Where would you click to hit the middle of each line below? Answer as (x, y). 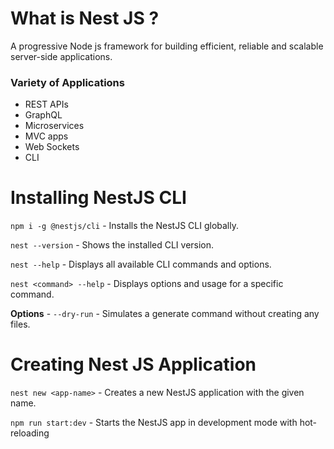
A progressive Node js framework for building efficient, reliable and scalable (167, 46)
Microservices (54, 126)
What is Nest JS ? (85, 18)
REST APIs (46, 104)
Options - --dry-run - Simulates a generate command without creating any (165, 314)
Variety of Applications (67, 82)
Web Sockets (52, 147)
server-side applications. (61, 56)
